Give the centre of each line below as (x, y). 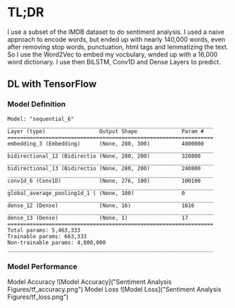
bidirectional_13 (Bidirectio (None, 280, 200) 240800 (104, 168)
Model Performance (42, 266)
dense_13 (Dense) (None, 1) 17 (98, 218)
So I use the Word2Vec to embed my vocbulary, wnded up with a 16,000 (113, 54)
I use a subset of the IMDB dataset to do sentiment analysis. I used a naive (116, 32)
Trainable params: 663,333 (47, 236)
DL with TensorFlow (52, 84)
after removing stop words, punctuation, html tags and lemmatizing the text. (118, 47)
